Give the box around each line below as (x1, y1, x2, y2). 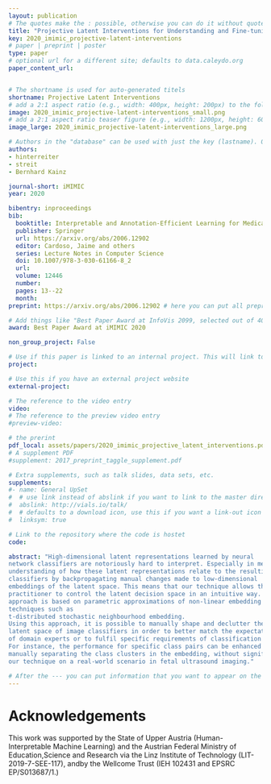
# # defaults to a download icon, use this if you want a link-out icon (8, 508, 262, 516)
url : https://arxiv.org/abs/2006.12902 (15, 234, 150, 243)
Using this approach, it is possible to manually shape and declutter (8, 620, 251, 628)
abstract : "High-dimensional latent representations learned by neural (8, 553, 254, 561)
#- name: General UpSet (8, 486, 89, 494)
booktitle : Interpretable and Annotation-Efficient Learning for (15, 219, 240, 227)
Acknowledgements (8, 707, 147, 725)
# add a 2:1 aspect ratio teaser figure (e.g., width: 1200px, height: (8, 116, 254, 124)
